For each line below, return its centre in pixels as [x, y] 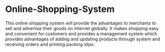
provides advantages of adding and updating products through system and [83, 39]
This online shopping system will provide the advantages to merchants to [81, 23]
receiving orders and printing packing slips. [50, 44]
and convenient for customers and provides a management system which [81, 33]
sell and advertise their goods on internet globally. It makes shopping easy [82, 28]
